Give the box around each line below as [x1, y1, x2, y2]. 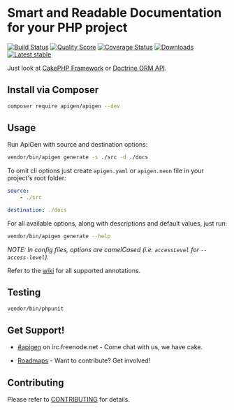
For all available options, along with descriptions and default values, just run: [7, 219, 228, 228]
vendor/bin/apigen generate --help [7, 233, 111, 240]
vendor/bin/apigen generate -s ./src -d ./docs [7, 154, 149, 161]
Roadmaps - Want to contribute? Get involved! [17, 356, 151, 365]
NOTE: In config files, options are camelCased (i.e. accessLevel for [7, 245, 199, 254]
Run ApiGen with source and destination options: [7, 140, 148, 149]
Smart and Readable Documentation [7, 5, 222, 21]
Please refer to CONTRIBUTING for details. [7, 395, 131, 404]
